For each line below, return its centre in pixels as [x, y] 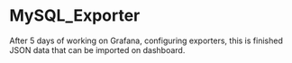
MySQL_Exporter [75, 16]
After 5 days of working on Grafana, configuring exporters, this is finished [146, 40]
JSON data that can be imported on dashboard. [97, 49]
